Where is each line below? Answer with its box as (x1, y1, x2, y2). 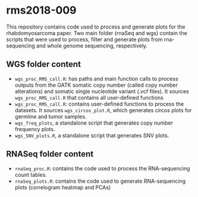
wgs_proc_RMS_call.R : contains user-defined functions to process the (14, 100, 184, 107)
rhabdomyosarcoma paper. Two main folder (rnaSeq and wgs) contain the (6, 29, 187, 36)
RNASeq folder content (6, 149, 94, 159)
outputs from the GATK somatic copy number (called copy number (14, 81, 178, 88)
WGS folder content (6, 59, 81, 69)
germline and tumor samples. (14, 113, 87, 120)
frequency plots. (14, 125, 55, 132)
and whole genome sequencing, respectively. (36, 42, 147, 49)
